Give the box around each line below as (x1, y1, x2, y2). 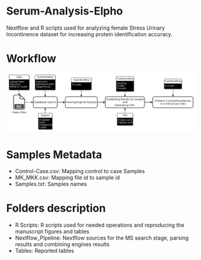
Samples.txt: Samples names (14, 180, 87, 188)
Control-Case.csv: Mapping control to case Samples (14, 168, 146, 175)
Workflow (6, 52, 57, 66)
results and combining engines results (14, 241, 110, 248)
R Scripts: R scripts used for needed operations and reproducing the (14, 221, 185, 229)
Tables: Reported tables (14, 247, 74, 255)
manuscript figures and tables (14, 228, 90, 235)
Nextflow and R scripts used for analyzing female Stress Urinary (6, 24, 165, 31)
